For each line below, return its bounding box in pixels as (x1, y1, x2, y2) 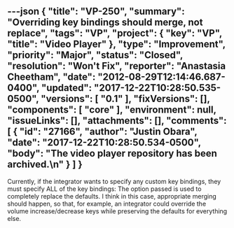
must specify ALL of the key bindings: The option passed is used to (7, 185, 202, 193)
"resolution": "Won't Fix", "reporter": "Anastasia (7, 60, 226, 72)
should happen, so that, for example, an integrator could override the (7, 199, 207, 208)
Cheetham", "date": (7, 71, 96, 83)
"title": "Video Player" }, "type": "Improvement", (7, 38, 226, 50)
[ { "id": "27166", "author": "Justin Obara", (7, 126, 198, 138)
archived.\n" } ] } (7, 159, 83, 171)
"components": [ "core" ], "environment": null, (7, 104, 216, 116)
